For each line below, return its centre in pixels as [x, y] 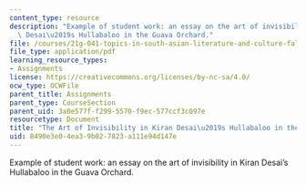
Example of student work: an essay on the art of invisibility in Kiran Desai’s [149, 162]
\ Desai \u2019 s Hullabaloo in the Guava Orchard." [116, 35]
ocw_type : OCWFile [44, 86]
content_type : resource [55, 18]
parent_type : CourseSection [63, 103]
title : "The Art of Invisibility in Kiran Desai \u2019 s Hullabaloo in [146, 128]
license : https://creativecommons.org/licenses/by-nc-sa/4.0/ [130, 77]
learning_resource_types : [58, 60]
